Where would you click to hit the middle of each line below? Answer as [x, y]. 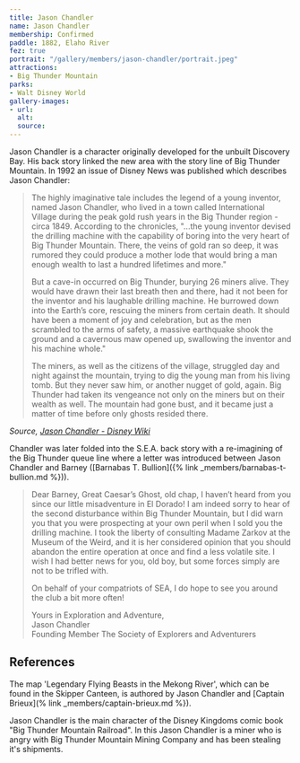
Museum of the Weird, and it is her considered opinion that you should [161, 542]
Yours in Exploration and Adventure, [98, 615]
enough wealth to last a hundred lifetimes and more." [129, 264]
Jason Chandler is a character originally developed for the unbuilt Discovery [150, 152]
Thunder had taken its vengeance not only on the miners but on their [158, 395]
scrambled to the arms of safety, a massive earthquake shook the [152, 329]
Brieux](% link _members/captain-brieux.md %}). [100, 703]
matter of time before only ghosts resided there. [120, 413]
